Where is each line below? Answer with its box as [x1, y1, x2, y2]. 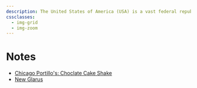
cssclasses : [6, 14, 35, 20]
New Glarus [14, 76, 43, 83]
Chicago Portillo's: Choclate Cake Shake [14, 70, 113, 77]
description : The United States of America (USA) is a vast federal [6, 8, 177, 15]
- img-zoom [11, 25, 38, 31]
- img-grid [11, 19, 38, 25]
